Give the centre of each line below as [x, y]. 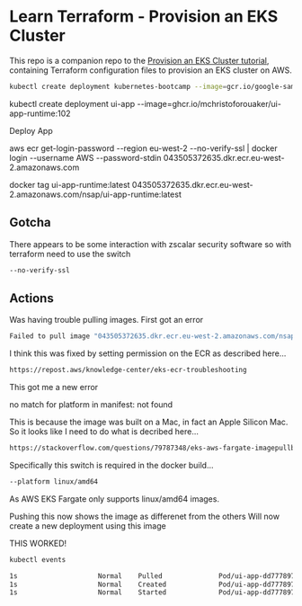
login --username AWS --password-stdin [85, 157]
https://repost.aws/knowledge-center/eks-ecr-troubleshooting [128, 370]
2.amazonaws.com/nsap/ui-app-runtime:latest [95, 194]
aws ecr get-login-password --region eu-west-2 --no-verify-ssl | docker [143, 148]
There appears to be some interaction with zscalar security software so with [151, 244]
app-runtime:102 [40, 113]
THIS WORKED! [38, 543]
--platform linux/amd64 [54, 481]
